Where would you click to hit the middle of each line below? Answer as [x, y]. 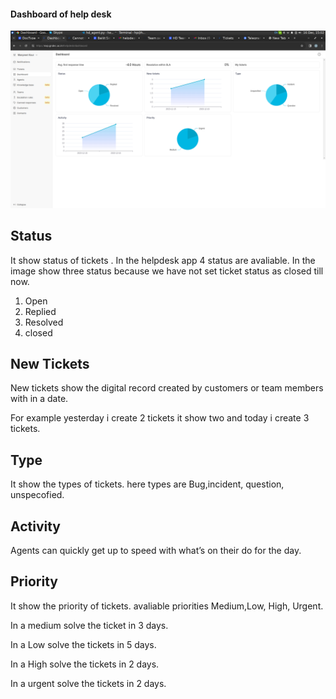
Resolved [44, 322]
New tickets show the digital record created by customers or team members [167, 388]
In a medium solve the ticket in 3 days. [89, 625]
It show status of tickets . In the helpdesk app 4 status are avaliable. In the [163, 260]
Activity [36, 526]
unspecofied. [37, 495]
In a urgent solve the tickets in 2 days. [88, 683]
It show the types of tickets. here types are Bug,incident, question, [147, 484]
